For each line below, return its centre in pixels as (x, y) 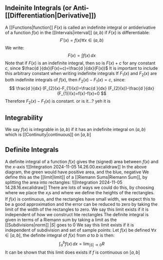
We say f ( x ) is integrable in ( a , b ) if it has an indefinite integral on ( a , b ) (75, 130)
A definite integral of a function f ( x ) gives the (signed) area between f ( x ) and (82, 161)
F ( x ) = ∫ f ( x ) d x (82, 55)
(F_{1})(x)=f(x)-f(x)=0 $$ (82, 93)
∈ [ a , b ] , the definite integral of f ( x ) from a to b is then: (60, 235)
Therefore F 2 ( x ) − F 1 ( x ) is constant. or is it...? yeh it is (58, 102)
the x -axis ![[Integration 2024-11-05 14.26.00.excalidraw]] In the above (76, 167)
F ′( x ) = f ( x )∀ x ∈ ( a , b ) (82, 40)
